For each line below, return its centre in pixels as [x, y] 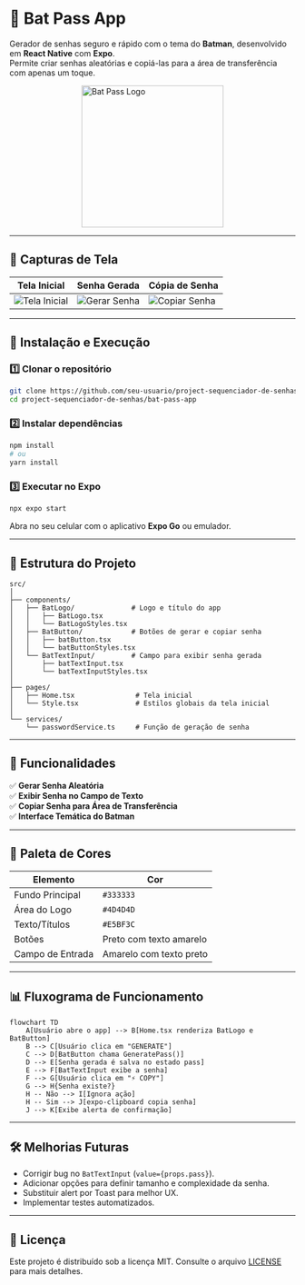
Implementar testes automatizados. [89, 1202]
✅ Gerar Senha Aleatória [57, 785]
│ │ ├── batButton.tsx [60, 640]
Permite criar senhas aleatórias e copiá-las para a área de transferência [143, 63]
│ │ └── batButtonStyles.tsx [73, 648]
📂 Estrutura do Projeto [73, 563]
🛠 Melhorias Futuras [69, 1147]
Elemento [54, 879]
